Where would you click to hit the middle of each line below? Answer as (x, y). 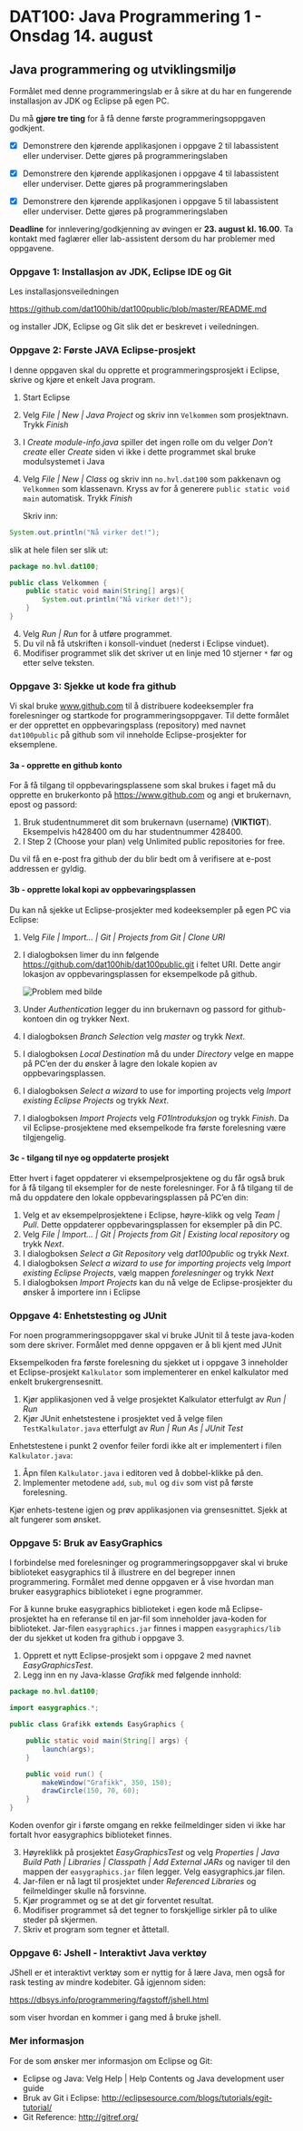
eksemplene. (34, 745)
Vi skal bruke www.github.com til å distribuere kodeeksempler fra (132, 706)
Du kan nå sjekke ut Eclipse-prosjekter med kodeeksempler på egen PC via (150, 910)
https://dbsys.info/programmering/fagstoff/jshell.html (109, 2000)
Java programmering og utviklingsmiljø (123, 69)
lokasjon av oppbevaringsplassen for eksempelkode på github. (140, 973)
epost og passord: (44, 805)
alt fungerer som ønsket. (55, 1520)
